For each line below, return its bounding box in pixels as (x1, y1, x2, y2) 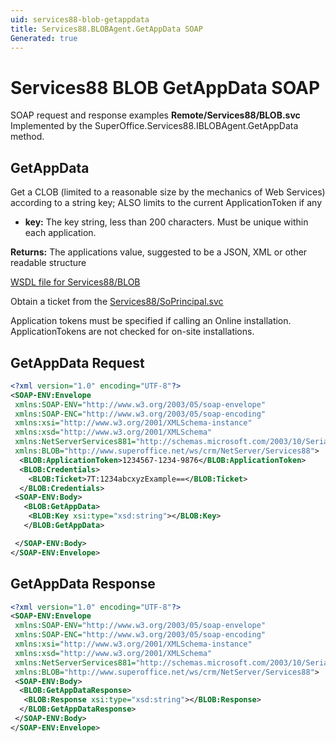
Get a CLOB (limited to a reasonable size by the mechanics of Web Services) (10, 186, 326, 198)
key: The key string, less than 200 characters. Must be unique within (24, 216, 309, 228)
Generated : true (10, 33, 78, 43)
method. (10, 131, 45, 143)
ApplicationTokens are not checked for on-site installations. (10, 326, 255, 338)
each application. (24, 227, 97, 239)
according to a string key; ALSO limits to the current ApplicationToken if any (10, 197, 323, 209)
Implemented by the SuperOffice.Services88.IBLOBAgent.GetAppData (10, 120, 299, 132)
